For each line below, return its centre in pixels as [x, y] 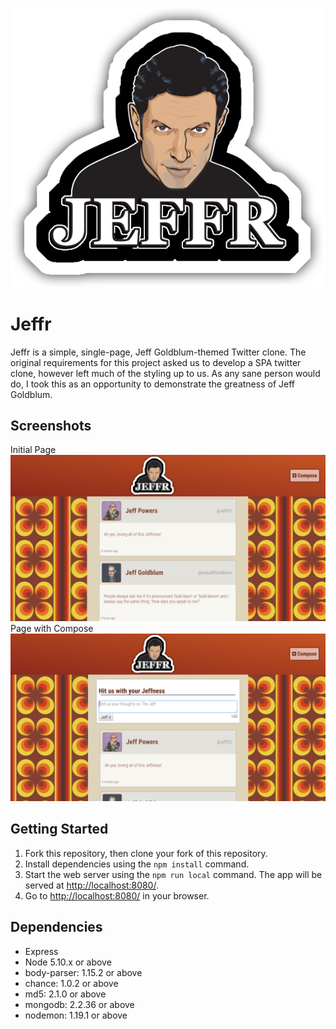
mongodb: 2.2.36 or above [79, 1004]
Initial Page [33, 450]
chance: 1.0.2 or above [71, 983]
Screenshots [51, 426]
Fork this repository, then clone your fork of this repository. [146, 853]
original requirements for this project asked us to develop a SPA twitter [156, 362]
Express [41, 951]
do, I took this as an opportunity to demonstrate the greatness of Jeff [152, 384]
